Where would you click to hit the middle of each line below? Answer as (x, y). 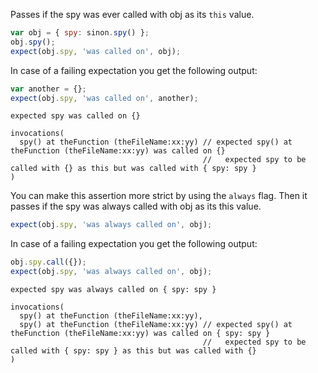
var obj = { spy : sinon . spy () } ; (80, 33)
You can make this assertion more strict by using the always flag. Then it (159, 196)
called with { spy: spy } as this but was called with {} (133, 351)
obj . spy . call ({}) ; (48, 262)
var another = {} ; (48, 89)
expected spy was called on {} (75, 116)
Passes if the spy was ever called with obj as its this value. (132, 14)
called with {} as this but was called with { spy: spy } (133, 169)
